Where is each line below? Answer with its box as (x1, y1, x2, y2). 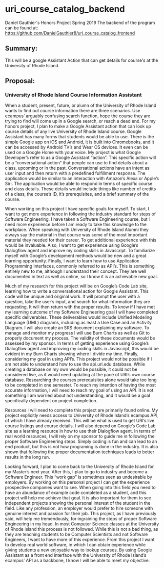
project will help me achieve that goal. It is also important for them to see (5, 495, 151, 501)
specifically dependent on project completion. (5, 398, 98, 404)
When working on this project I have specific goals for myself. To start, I (5, 206, 150, 212)
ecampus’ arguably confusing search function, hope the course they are (5, 113, 150, 119)
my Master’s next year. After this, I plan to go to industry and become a (5, 469, 148, 475)
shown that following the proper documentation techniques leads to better (5, 449, 155, 455)
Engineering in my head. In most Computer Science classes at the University (5, 521, 159, 527)
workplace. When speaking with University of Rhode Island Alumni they (5, 227, 149, 232)
